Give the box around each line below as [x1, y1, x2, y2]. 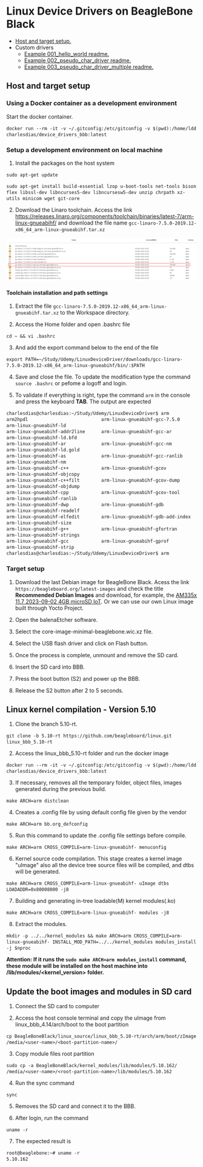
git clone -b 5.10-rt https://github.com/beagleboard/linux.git [6, 733, 172, 739]
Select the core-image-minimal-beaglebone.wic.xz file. [15, 628, 153, 635]
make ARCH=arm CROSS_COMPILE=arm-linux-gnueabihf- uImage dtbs [6, 880, 170, 887]
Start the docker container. [6, 113, 73, 120]
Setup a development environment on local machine [6, 145, 163, 154]
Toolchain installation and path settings [6, 289, 108, 296]
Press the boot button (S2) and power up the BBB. [15, 675, 141, 682]
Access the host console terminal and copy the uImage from [15, 1014, 166, 1022]
